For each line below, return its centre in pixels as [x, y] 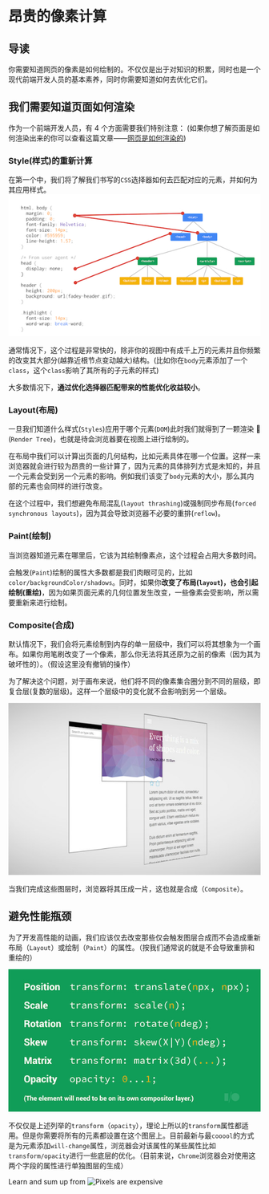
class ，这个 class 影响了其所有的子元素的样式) [84, 371]
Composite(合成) [41, 625]
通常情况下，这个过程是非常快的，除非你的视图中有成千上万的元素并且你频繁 [134, 351]
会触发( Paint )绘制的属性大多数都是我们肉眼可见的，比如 [101, 572]
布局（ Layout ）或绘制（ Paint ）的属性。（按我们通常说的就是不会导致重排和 [131, 947]
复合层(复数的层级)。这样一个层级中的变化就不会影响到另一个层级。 [120, 692]
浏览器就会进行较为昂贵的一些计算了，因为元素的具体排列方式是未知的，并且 [134, 466]
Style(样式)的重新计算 [50, 160]
